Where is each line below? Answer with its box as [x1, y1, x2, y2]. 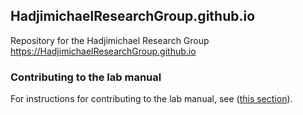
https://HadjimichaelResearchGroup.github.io [10, 45, 197, 57]
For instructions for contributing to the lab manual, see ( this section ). [10, 93, 293, 105]
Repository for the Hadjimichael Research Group [10, 34, 210, 46]
